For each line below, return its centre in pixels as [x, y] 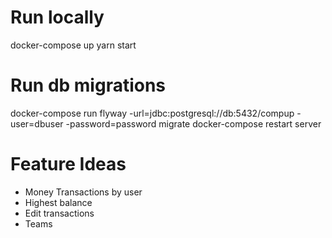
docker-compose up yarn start [73, 45]
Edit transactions [59, 213]
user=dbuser [37, 123]
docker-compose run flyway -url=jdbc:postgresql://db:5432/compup [152, 113]
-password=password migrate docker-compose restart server [193, 123]
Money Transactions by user [83, 192]
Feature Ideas [68, 164]
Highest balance [58, 202]
